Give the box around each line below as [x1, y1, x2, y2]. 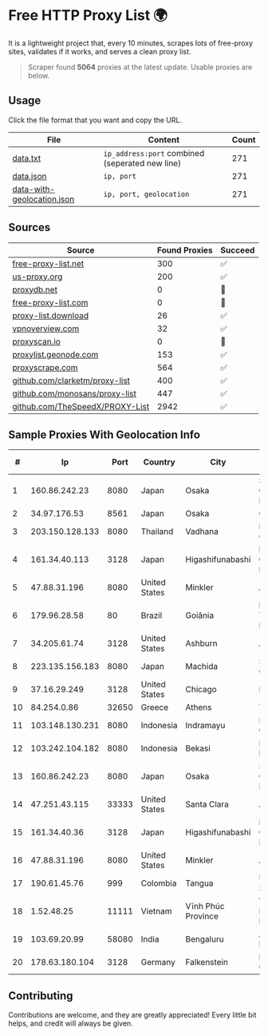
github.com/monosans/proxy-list [12, 388, 137, 399]
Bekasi [185, 743, 211, 754]
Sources [8, 221, 51, 234]
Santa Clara [185, 799, 230, 810]
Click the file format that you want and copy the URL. [8, 115, 182, 125]
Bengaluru [185, 934, 225, 945]
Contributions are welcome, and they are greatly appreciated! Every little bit [8, 1010, 257, 1020]
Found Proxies [156, 245, 213, 256]
